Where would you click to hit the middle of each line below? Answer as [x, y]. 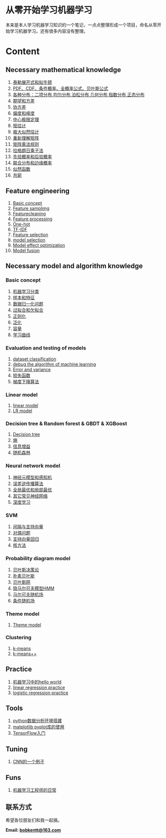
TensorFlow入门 [29, 733]
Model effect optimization [39, 245]
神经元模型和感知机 [32, 477]
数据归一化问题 [28, 304]
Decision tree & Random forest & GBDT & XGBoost [66, 423]
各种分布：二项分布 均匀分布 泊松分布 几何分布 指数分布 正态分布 [79, 94]
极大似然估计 [26, 131]
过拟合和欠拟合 [28, 310]
